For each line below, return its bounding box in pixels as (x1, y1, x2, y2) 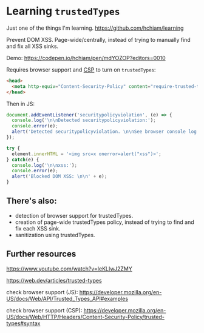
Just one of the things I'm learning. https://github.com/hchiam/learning (6, 24, 184, 32)
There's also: (6, 196, 57, 206)
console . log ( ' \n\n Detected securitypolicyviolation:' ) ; (12, 117, 156, 124)
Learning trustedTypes (6, 4, 120, 18)
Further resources (6, 249, 76, 259)
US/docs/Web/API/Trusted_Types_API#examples (6, 295, 129, 302)
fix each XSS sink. (15, 224, 61, 232)
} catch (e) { (6, 156, 39, 163)
